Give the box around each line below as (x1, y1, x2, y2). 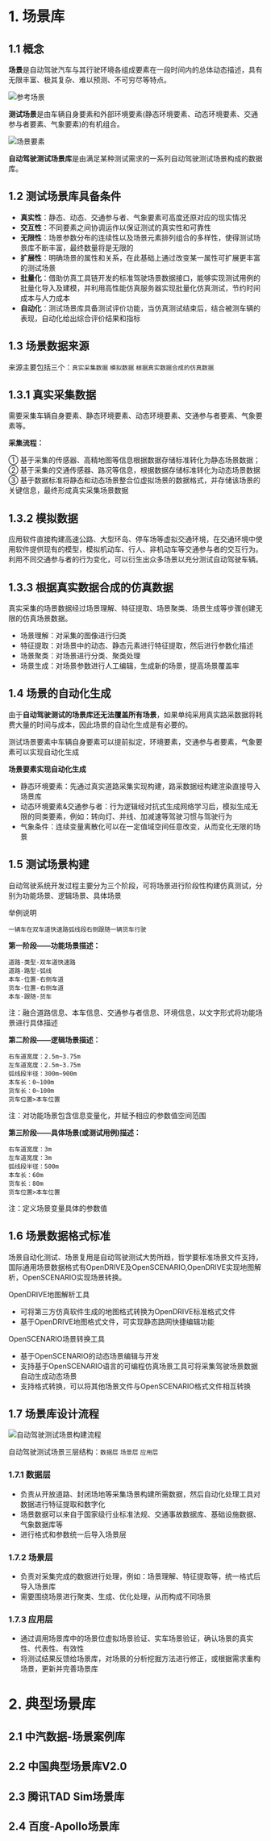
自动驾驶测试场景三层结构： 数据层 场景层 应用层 (8, 1447, 159, 1457)
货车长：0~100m (8, 1087, 55, 1095)
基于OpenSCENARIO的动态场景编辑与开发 (19, 1350, 160, 1360)
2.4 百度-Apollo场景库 (8, 1819, 120, 1833)
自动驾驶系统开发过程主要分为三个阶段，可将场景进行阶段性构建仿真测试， (8, 880, 256, 890)
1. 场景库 (8, 7, 65, 26)
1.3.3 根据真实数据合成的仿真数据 (8, 580, 173, 594)
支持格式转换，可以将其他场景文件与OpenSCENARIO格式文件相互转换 (19, 1381, 252, 1391)
